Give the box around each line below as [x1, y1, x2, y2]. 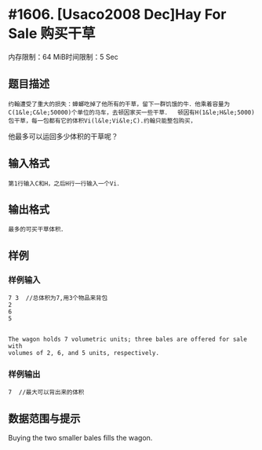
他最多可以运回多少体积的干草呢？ [8, 131, 118, 141]
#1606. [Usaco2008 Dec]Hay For [8, 5, 227, 24]
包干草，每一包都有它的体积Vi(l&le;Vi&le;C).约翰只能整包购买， [8, 116, 197, 125]
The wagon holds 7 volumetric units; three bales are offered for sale [8, 335, 247, 343]
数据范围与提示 [8, 412, 81, 425]
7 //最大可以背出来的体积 [8, 389, 85, 397]
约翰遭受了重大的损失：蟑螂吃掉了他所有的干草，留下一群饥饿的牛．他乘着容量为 [8, 100, 230, 108]
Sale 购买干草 [8, 25, 96, 42]
